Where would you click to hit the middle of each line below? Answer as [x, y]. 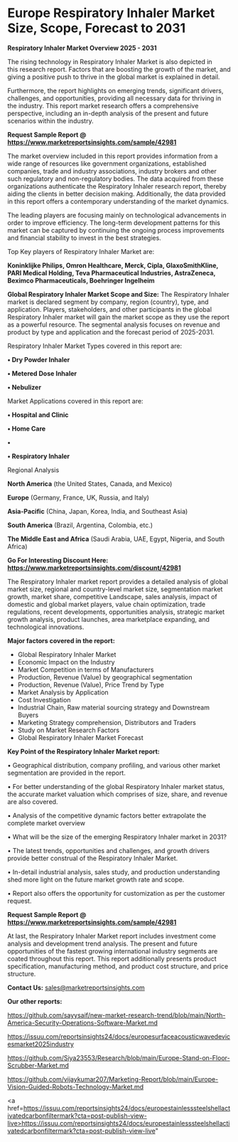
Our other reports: [35, 1001]
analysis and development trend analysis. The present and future [102, 943]
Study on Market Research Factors [68, 730]
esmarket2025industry [41, 1044]
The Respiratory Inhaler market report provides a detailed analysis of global [118, 581]
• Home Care [27, 428]
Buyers [28, 715]
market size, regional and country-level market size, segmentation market [115, 589]
